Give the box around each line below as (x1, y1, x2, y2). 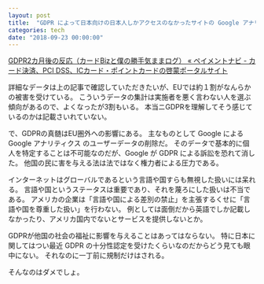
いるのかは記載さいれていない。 (8, 112, 112, 122)
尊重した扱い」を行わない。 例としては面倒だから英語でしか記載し (35, 205, 251, 214)
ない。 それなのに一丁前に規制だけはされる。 (21, 251, 169, 260)
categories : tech (8, 26, 65, 34)
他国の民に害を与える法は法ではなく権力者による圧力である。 (23, 158, 223, 168)
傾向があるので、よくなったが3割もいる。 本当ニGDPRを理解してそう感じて (8, 102, 253, 112)
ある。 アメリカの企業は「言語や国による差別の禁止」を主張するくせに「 (8, 194, 244, 205)
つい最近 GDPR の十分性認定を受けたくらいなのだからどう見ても (35, 241, 244, 250)
